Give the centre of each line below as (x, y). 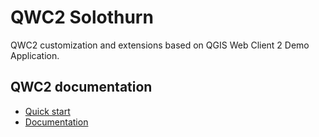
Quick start (47, 111)
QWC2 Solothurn (82, 17)
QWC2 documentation (81, 87)
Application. (35, 55)
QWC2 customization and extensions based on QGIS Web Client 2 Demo (160, 45)
